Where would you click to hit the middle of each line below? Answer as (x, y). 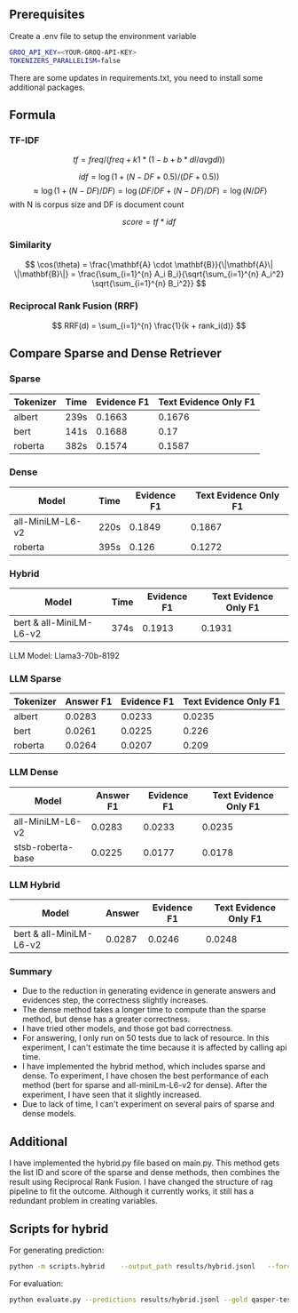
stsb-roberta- (43, 846)
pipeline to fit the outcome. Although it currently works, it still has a (132, 1191)
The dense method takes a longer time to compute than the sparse (144, 1010)
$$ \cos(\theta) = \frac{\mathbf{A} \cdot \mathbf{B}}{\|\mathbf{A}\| (149, 264)
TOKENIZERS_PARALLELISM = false (65, 60)
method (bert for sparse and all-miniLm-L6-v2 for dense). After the (145, 1085)
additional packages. (47, 87)
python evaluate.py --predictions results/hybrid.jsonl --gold (129, 1300)
